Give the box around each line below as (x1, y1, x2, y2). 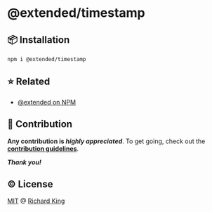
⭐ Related (7, 76, 51, 88)
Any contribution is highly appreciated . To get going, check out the (7, 137, 206, 145)
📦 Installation (7, 34, 70, 46)
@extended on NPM (17, 98, 76, 106)
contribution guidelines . (7, 144, 79, 152)
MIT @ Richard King (7, 197, 65, 205)
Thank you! (7, 158, 42, 166)
